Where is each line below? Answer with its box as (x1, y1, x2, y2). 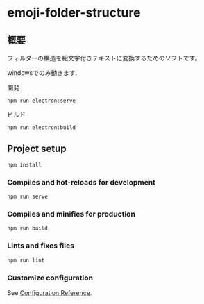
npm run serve (7, 193, 49, 201)
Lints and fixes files (7, 241, 75, 251)
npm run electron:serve (7, 97, 76, 104)
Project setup (7, 143, 67, 155)
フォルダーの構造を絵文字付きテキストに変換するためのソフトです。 (7, 54, 201, 62)
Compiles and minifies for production (7, 210, 135, 219)
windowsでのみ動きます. (7, 69, 78, 77)
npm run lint (7, 257, 45, 264)
